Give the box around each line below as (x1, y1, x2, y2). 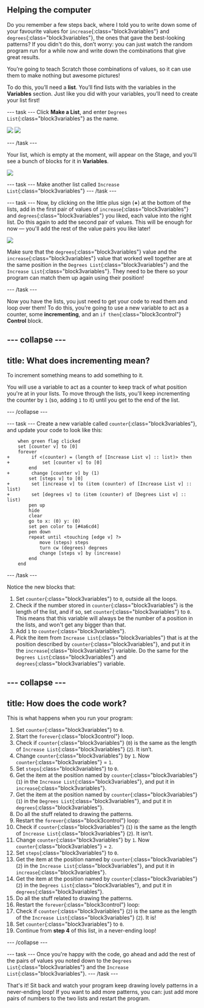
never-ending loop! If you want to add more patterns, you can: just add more (7, 988, 199, 996)
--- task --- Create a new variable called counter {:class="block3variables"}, (7, 420, 197, 427)
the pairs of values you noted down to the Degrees (7, 957, 132, 965)
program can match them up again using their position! (7, 274, 144, 281)
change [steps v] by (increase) (39, 550, 121, 556)
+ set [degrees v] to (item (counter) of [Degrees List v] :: (7, 492, 187, 498)
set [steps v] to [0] (29, 475, 84, 482)
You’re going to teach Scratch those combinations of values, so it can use (7, 65, 191, 73)
